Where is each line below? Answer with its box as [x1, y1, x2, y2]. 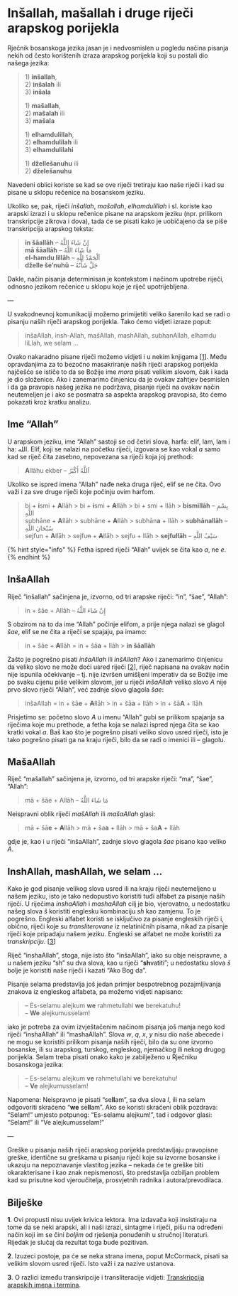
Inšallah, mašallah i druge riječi [7, 5, 193, 21]
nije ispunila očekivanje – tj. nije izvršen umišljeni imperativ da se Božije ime [7, 670, 228, 678]
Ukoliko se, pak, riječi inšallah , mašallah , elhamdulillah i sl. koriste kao [7, 201, 212, 210]
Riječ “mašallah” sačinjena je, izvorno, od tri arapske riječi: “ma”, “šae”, [7, 775, 214, 783]
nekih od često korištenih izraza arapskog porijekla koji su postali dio [7, 51, 208, 60]
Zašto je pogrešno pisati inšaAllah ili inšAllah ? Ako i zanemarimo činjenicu [7, 655, 223, 663]
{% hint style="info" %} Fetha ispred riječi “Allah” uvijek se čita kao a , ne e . [7, 545, 227, 554]
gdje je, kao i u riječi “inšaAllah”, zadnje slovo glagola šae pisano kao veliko [7, 837, 227, 846]
